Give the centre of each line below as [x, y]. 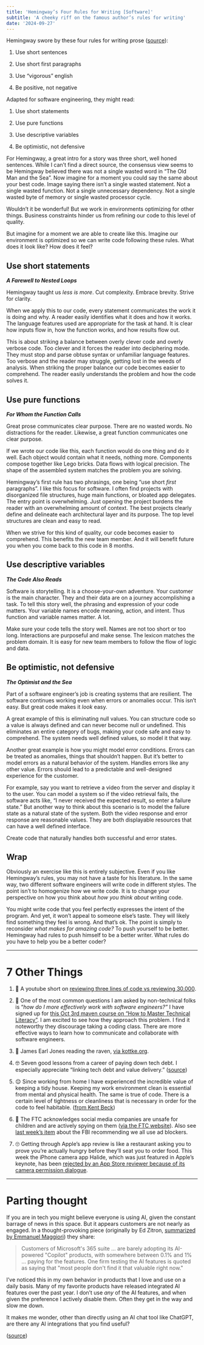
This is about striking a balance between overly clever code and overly [95, 342]
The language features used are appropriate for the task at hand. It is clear [100, 324]
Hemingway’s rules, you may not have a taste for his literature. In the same [99, 878]
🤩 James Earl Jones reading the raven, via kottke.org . [82, 1051]
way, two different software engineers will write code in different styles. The [101, 885]
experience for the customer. [42, 775]
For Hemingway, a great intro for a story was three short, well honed [92, 158]
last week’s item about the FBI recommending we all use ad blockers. [101, 1132]
